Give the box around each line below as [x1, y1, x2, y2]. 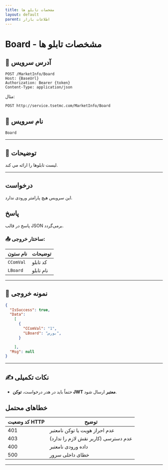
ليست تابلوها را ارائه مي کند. [5, 162, 58, 168]
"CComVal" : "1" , [23, 326, 57, 331]
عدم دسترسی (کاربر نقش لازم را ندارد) [49, 435, 132, 442]
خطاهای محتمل [5, 403, 47, 412]
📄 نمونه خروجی [5, 290, 47, 298]
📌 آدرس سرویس [5, 58, 51, 67]
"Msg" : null [9, 349, 35, 354]
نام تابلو [31, 267, 48, 274]
